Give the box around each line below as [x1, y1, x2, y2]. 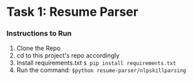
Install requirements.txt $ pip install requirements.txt [16, 59, 176, 67]
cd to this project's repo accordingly [16, 51, 120, 60]
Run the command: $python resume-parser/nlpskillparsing [16, 66, 187, 74]
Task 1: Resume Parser [6, 4, 139, 20]
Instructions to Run [6, 29, 72, 38]
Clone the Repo [16, 44, 61, 52]
